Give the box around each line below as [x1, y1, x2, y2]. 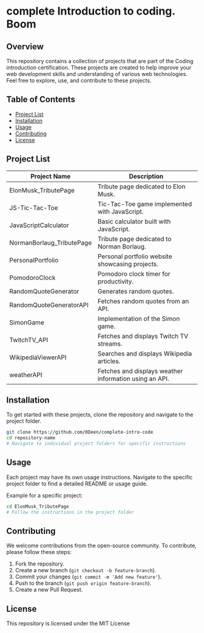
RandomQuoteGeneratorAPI [9, 301, 89, 309]
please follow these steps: [6, 549, 72, 556]
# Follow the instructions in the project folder [6, 509, 135, 515]
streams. [97, 339, 123, 347]
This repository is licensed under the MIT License [6, 620, 131, 627]
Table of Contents [6, 94, 76, 104]
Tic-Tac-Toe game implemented [97, 199, 192, 208]
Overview [6, 41, 44, 52]
